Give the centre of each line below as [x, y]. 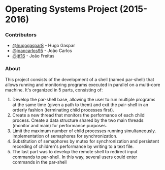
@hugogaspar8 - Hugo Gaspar [44, 46]
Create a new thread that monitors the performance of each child [78, 115]
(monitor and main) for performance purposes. [60, 125]
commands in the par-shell [39, 162]
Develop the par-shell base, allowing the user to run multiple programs [84, 99]
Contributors [21, 35]
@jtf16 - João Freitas [33, 56]
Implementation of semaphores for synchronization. [65, 136]
